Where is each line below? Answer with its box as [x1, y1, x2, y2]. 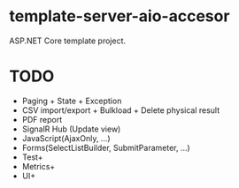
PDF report [21, 114, 63, 124]
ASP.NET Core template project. [9, 35, 127, 46]
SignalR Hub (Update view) [21, 124, 121, 134]
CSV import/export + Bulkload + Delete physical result [21, 104, 220, 116]
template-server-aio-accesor [9, 6, 230, 26]
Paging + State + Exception [21, 95, 122, 106]
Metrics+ [21, 161, 56, 171]
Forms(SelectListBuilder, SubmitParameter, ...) [21, 142, 190, 153]
